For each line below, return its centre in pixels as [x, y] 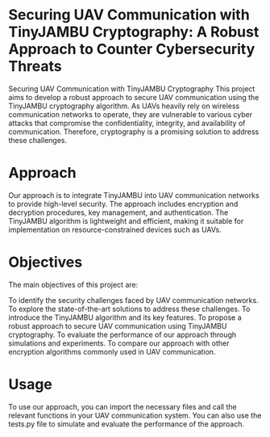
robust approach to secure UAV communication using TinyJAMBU [118, 326]
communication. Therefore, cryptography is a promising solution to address [134, 132]
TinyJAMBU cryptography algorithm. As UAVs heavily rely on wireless [124, 106]
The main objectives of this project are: [73, 284]
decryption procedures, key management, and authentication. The [118, 212]
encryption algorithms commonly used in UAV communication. [112, 351]
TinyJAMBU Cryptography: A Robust [134, 32]
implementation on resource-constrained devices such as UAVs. [115, 229]
